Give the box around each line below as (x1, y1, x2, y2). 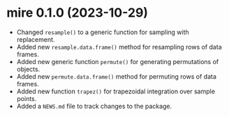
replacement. (16, 35, 55, 43)
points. (16, 94, 37, 102)
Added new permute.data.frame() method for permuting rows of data (16, 72, 217, 81)
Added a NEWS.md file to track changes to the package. (16, 102, 172, 110)
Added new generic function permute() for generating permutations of (16, 57, 219, 65)
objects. (16, 65, 40, 73)
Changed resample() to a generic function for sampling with (16, 28, 189, 36)
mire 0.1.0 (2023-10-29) (6, 5, 148, 21)
